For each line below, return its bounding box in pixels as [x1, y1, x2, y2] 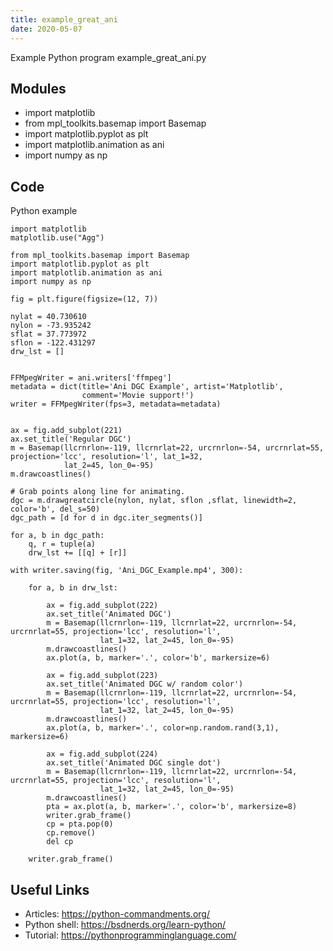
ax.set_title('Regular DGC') [10, 434, 132, 445]
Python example [10, 205, 78, 217]
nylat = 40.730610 [10, 312, 87, 322]
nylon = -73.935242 [10, 321, 92, 331]
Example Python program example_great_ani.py [10, 51, 207, 63]
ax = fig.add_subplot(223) [46, 671, 159, 681]
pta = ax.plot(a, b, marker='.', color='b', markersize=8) [46, 802, 298, 812]
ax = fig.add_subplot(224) [46, 749, 159, 760]
